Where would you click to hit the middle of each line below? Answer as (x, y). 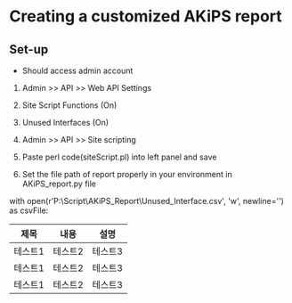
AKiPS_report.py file (59, 184)
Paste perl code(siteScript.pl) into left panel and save (119, 157)
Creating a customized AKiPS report (146, 16)
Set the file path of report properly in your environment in (127, 174)
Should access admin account (77, 70)
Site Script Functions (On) (69, 105)
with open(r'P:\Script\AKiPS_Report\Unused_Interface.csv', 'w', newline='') (147, 201)
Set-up (29, 49)
